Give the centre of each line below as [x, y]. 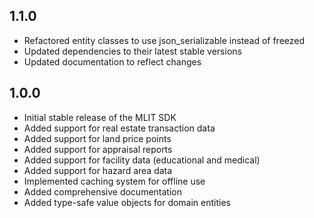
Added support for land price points [97, 138]
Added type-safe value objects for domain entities [127, 202]
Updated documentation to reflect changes [112, 61]
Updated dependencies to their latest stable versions [132, 51]
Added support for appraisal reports [98, 149]
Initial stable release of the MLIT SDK [100, 117]
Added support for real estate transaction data [119, 128]
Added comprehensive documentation [102, 191]
